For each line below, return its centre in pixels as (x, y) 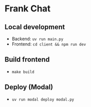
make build (23, 72)
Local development (35, 27)
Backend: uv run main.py (38, 39)
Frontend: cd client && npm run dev (49, 44)
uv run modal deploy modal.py (43, 100)
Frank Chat (28, 9)
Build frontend (27, 60)
